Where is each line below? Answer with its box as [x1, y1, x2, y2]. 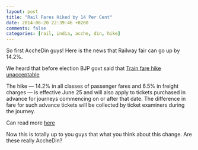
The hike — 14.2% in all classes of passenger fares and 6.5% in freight [6, 82, 179, 90]
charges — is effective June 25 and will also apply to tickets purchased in [6, 89, 186, 96]
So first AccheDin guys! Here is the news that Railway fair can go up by [6, 47, 180, 54]
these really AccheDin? [6, 137, 63, 144]
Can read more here [6, 119, 55, 126]
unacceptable [6, 71, 40, 78]
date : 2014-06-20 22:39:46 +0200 [6, 20, 89, 25]
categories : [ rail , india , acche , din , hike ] [6, 31, 120, 37]
